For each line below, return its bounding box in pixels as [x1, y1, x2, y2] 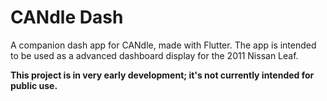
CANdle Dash [10, 6, 124, 29]
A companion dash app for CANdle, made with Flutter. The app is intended [10, 39, 317, 51]
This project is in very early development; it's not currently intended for [10, 69, 315, 81]
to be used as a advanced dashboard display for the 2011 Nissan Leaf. [10, 49, 299, 61]
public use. [10, 79, 58, 91]
